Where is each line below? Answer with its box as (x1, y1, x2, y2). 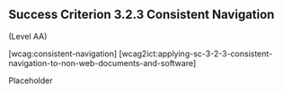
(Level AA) (8, 30, 48, 41)
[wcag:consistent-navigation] (8, 48, 118, 59)
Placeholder (8, 75, 53, 86)
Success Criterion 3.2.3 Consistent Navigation (8, 7, 275, 22)
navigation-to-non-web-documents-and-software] (8, 57, 197, 68)
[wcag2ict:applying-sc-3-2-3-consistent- (119, 48, 273, 59)
